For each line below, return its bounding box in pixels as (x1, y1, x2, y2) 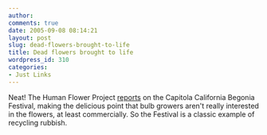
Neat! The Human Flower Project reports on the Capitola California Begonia (8, 92, 255, 102)
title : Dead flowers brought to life (8, 48, 134, 56)
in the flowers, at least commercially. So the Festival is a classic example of (8, 109, 255, 119)
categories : (8, 64, 48, 71)
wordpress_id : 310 (8, 56, 69, 64)
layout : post (8, 33, 52, 42)
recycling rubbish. (8, 118, 68, 127)
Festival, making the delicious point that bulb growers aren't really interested (8, 101, 259, 110)
